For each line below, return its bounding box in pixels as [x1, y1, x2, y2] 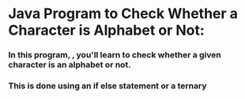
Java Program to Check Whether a [8, 5, 239, 23]
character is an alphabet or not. [8, 60, 132, 71]
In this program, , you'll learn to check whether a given [8, 49, 221, 60]
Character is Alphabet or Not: [8, 21, 205, 39]
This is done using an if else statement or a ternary [8, 80, 207, 91]
